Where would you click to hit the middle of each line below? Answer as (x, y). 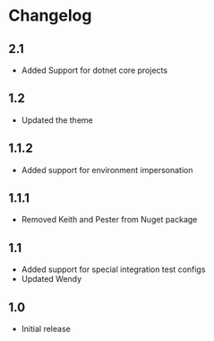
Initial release (46, 329)
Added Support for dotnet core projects (94, 70)
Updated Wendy (51, 279)
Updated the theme (57, 120)
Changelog (50, 16)
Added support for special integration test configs (113, 269)
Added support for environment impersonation (107, 170)
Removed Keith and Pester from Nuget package (109, 220)
